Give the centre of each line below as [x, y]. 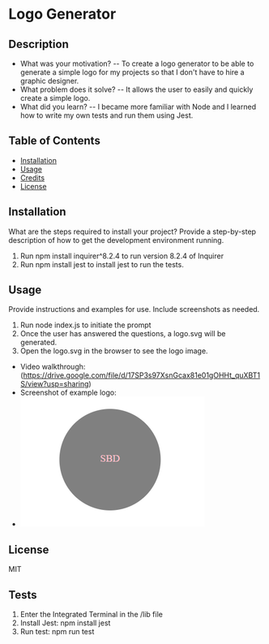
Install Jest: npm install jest [65, 623]
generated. [38, 343]
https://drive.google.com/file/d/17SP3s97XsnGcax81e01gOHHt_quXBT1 [142, 375]
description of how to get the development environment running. [116, 240]
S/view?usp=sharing [54, 384]
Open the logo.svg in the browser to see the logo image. [114, 351]
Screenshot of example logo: [68, 393]
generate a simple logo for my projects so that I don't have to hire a [132, 72]
